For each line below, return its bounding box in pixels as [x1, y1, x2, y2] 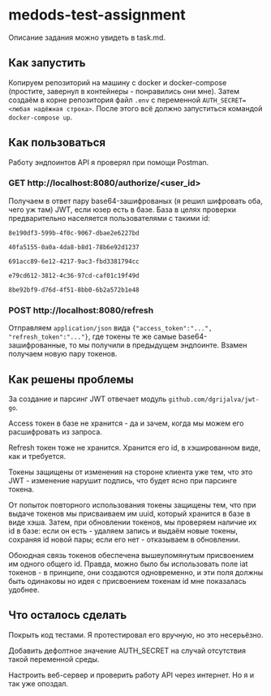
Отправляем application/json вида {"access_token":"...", [8, 323, 213, 333]
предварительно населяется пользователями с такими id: [8, 213, 211, 223]
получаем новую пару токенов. [8, 349, 118, 359]
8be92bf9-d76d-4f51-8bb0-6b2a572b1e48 [8, 286, 140, 294]
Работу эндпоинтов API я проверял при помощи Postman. [8, 157, 209, 167]
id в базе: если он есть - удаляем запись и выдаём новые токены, [8, 525, 238, 535]
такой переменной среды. [8, 654, 100, 664]
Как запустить [8, 56, 86, 70]
